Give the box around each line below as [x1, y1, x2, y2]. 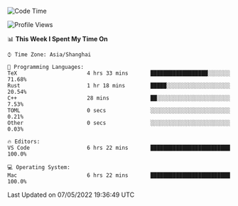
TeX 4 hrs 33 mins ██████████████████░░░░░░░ [7, 70, 231, 77]
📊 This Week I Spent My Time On [7, 35, 108, 43]
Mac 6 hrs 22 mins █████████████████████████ [7, 172, 231, 179]
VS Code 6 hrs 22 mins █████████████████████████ [7, 144, 231, 151]
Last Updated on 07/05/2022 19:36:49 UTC [7, 190, 135, 199]
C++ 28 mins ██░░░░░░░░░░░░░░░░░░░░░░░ [7, 94, 231, 102]
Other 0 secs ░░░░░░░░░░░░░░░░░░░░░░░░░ [7, 119, 231, 126]
